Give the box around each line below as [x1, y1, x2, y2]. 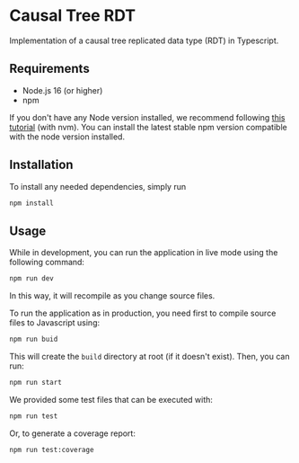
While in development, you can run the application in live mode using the [9, 247, 278, 258]
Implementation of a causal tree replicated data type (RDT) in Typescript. [9, 35, 279, 46]
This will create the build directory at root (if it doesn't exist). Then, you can [9, 352, 290, 361]
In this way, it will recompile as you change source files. [9, 290, 215, 301]
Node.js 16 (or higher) [22, 85, 103, 95]
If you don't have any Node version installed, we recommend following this [9, 111, 286, 122]
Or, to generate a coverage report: [9, 428, 136, 439]
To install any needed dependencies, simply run [9, 181, 187, 191]
